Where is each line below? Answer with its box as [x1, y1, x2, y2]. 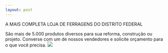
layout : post [5, 7, 33, 12]
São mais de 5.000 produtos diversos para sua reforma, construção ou [5, 30, 153, 36]
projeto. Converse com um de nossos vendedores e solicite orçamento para [5, 36, 163, 42]
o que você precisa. [5, 42, 46, 48]
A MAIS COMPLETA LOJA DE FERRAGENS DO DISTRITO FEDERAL [5, 21, 143, 27]
